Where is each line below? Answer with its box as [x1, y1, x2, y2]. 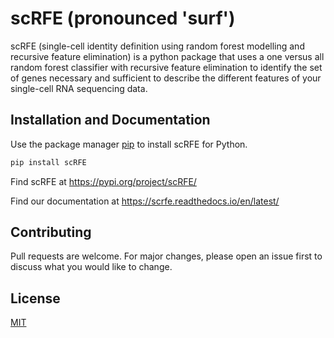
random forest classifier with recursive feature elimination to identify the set [10, 61, 323, 73]
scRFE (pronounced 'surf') [10, 7, 236, 30]
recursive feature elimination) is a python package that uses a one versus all [10, 50, 325, 62]
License [10, 290, 61, 307]
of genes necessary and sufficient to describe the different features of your [10, 72, 322, 84]
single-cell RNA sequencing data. [10, 82, 148, 94]
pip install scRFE [10, 157, 87, 167]
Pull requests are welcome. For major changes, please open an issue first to [10, 250, 323, 262]
